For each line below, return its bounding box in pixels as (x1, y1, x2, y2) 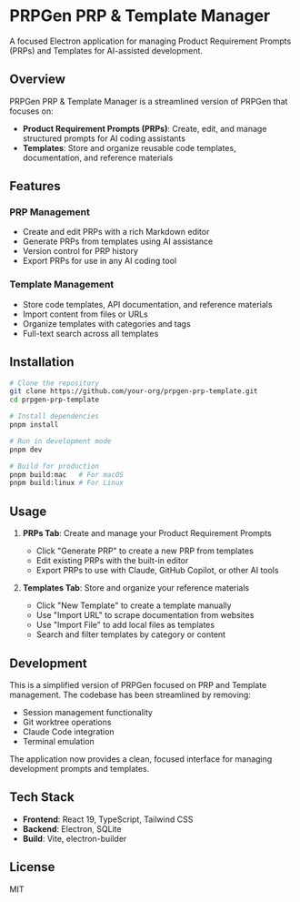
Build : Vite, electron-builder (22, 833, 127, 844)
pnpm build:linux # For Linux (9, 479, 125, 488)
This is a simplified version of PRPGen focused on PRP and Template (9, 679, 267, 690)
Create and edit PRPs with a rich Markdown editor (22, 227, 210, 238)
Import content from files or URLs (22, 309, 148, 319)
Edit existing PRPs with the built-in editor (35, 555, 189, 566)
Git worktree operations (22, 716, 112, 727)
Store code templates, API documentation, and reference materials (22, 299, 273, 309)
